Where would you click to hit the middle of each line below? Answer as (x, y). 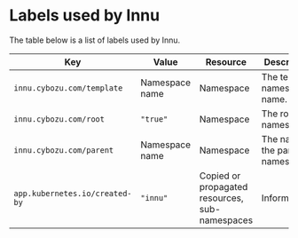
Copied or (220, 176)
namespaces (226, 220)
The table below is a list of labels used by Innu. (95, 40)
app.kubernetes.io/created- (73, 193)
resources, (221, 198)
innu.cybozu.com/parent (64, 150)
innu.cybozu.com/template (68, 88)
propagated (223, 186)
